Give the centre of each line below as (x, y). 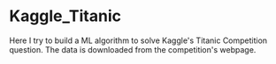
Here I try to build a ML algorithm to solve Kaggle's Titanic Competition (138, 40)
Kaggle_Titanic (65, 16)
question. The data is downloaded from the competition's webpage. (133, 49)
